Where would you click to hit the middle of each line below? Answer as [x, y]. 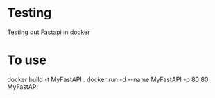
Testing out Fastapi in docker [49, 32]
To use [27, 60]
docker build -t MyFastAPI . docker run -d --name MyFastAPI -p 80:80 [108, 79]
